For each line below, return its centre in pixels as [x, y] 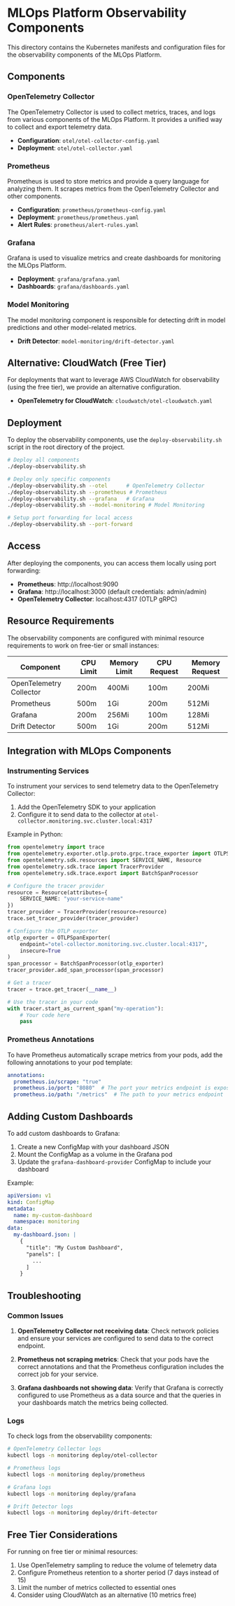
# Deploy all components [43, 460]
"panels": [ [43, 1254]
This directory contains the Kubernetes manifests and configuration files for [116, 47]
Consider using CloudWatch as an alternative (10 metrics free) [107, 1595]
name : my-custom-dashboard [53, 1215]
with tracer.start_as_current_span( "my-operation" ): [86, 1008]
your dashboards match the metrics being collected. [93, 1402]
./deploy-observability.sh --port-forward [70, 524]
